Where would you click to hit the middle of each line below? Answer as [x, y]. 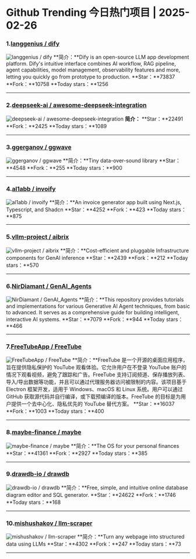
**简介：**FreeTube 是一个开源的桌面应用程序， [130, 360]
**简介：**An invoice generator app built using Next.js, [116, 203]
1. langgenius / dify [33, 44]
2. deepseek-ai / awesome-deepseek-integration [76, 105]
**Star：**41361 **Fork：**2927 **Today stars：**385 [77, 453]
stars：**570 [22, 265]
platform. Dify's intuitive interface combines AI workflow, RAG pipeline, [91, 64]
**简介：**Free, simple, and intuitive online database [125, 488]
